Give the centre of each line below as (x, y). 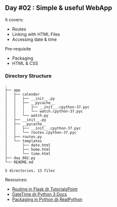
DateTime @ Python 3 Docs (39, 194)
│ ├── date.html (28, 145)
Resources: (16, 180)
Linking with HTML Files (36, 34)
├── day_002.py (20, 158)
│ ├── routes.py (23, 137)
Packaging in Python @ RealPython (47, 199)
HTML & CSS (25, 63)
